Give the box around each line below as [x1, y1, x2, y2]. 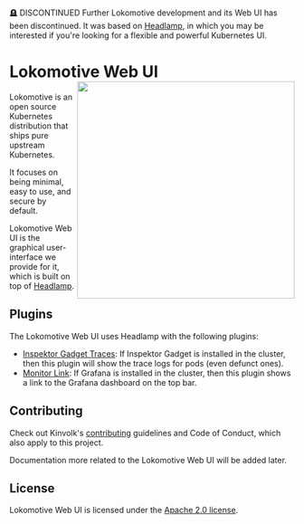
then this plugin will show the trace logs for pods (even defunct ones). [22, 357, 284, 368]
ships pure [9, 129, 50, 140]
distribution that [9, 120, 69, 131]
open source [9, 100, 57, 111]
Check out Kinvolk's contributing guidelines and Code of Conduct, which [9, 427, 281, 438]
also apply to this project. [9, 437, 104, 448]
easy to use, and [9, 186, 71, 196]
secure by [9, 195, 47, 206]
